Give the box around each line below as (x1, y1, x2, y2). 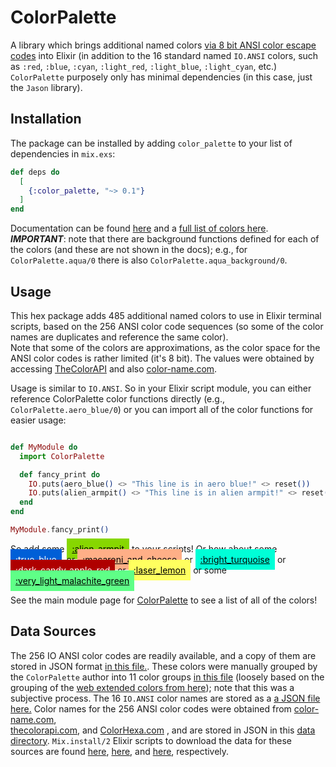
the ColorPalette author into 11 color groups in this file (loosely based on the (10, 671, 325, 683)
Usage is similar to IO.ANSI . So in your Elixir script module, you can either (10, 382, 312, 394)
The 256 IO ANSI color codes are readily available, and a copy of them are (10, 649, 317, 661)
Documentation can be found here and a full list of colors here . (10, 222, 269, 235)
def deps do (10, 167, 60, 177)
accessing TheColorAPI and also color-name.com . (10, 362, 218, 375)
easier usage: (10, 414, 67, 426)
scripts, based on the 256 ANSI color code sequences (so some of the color (10, 320, 324, 332)
